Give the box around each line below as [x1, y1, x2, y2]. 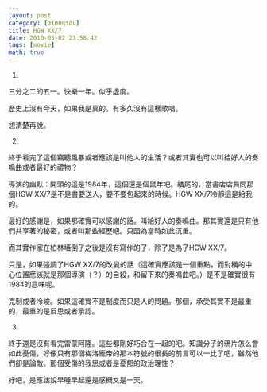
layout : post [8, 11, 52, 20]
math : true [8, 48, 44, 56]
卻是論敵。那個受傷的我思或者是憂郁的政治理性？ [14, 359, 176, 367]
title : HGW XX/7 [8, 26, 62, 34]
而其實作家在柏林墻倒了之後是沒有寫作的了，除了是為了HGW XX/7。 [8, 243, 232, 252]
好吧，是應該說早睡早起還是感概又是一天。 [8, 375, 148, 385]
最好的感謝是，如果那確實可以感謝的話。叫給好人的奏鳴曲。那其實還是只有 [8, 216, 252, 225]
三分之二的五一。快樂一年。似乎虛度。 [8, 86, 133, 96]
